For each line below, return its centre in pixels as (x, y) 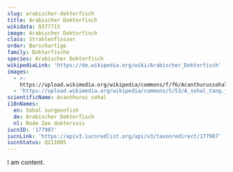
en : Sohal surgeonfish (46, 110)
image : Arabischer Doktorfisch (52, 33)
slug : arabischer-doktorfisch (51, 14)
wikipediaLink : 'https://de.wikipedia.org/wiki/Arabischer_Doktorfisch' (114, 65)
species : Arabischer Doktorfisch (55, 59)
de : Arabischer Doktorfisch (54, 117)
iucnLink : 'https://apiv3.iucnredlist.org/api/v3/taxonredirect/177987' (114, 136)
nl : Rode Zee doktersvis (49, 123)
